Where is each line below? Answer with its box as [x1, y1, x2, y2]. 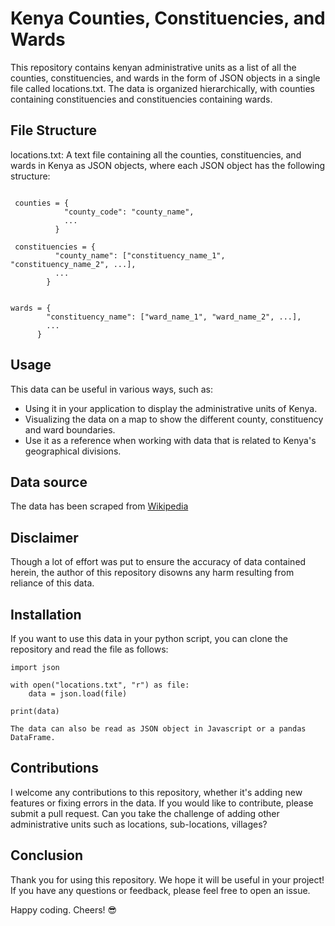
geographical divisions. [24, 445, 122, 457]
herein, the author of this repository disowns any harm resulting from [10, 567, 295, 579]
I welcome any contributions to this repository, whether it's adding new [10, 786, 303, 798]
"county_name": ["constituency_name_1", [54, 250, 226, 261]
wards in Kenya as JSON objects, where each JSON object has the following [10, 159, 326, 171]
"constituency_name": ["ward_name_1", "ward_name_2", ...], [46, 312, 302, 322]
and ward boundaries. [24, 423, 116, 436]
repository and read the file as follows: [10, 643, 169, 655]
